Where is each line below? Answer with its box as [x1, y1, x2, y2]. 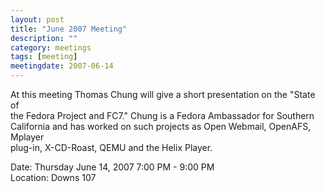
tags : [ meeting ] [10, 52, 78, 62]
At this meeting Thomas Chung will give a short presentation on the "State [10, 89, 316, 100]
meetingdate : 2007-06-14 [10, 61, 114, 71]
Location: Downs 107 [10, 172, 97, 183]
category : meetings [10, 42, 92, 53]
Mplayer [10, 131, 45, 143]
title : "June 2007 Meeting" [10, 24, 128, 34]
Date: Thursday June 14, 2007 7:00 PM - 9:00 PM [10, 161, 215, 173]
